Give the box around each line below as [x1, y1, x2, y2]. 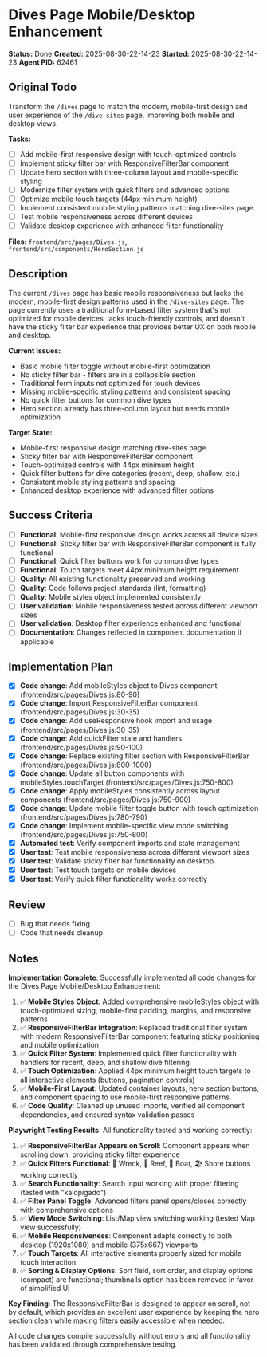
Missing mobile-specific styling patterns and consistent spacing [19, 387, 231, 396]
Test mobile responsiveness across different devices [19, 212, 194, 222]
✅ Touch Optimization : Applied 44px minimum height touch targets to [19, 1066, 251, 1076]
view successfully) [19, 1222, 82, 1232]
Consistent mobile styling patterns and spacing [19, 477, 175, 487]
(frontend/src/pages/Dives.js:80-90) [19, 690, 140, 699]
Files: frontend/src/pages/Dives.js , [8, 237, 128, 246]
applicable [19, 636, 54, 647]
